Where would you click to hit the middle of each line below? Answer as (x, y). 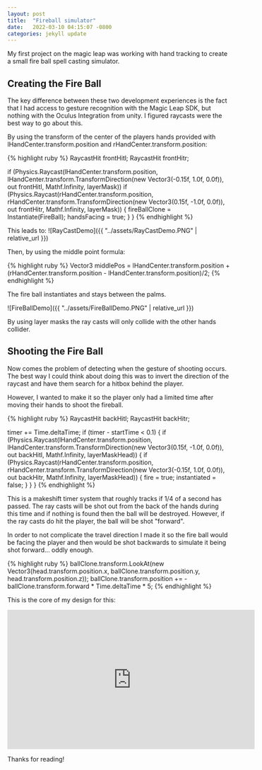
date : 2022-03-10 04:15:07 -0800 (60, 27)
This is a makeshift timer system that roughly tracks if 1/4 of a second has (115, 498)
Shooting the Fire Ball (55, 351)
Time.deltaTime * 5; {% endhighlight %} (154, 586)
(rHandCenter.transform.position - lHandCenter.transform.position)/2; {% (114, 273)
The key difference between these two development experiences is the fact (117, 100)
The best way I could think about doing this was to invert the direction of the (118, 376)
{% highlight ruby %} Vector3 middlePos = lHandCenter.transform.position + (119, 265)
